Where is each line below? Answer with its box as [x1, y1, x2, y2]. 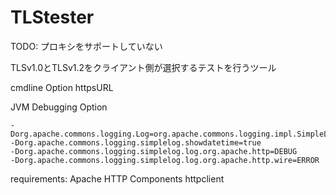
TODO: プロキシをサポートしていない [10, 40, 163, 52]
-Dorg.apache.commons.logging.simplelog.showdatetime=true [10, 137, 262, 148]
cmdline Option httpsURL [10, 81, 114, 93]
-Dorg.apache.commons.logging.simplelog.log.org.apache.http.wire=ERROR [10, 155, 320, 165]
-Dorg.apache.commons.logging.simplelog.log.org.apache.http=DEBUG [10, 146, 298, 156]
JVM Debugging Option [10, 101, 108, 113]
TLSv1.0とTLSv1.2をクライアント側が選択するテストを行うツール [10, 61, 277, 73]
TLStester [10, 6, 95, 29]
